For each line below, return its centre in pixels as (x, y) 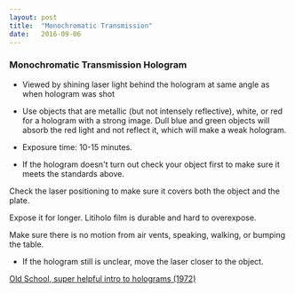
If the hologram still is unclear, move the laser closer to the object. (143, 261)
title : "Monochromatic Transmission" (81, 26)
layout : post (33, 17)
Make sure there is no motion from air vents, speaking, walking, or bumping (147, 234)
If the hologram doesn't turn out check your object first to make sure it (151, 164)
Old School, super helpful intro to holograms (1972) (103, 278)
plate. (20, 200)
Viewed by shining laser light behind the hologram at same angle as (146, 84)
